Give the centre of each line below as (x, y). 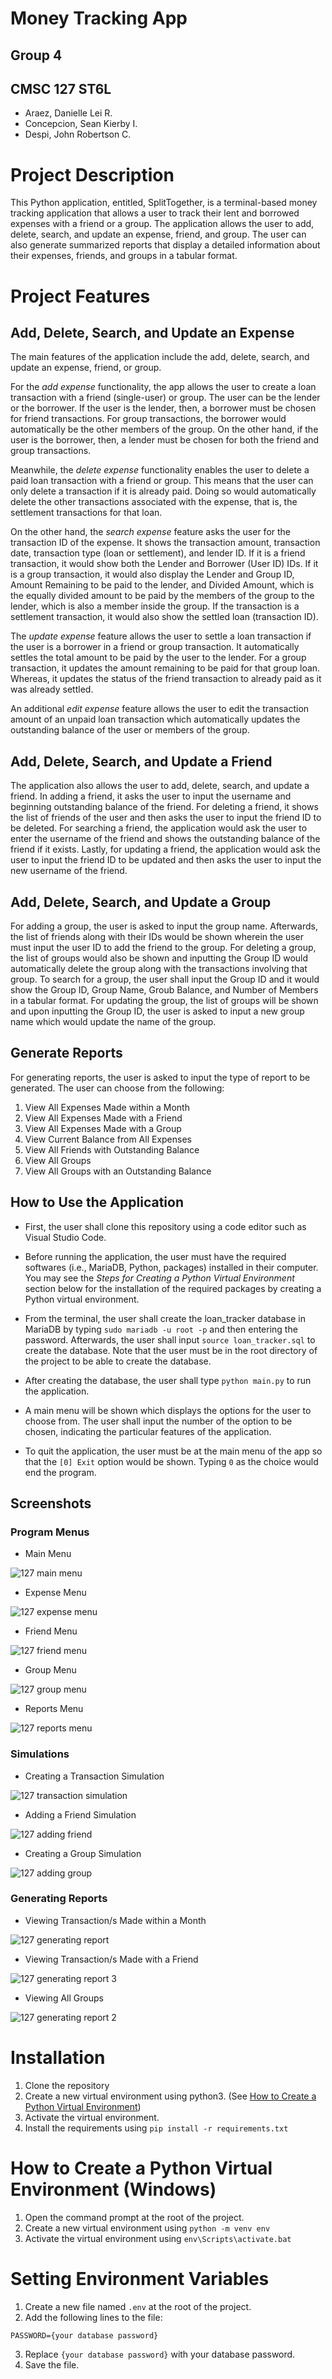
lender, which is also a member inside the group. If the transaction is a (155, 606)
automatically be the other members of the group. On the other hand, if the (164, 429)
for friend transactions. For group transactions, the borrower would (148, 419)
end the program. (60, 1472)
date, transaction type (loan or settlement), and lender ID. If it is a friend (158, 553)
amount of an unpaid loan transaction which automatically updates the (155, 719)
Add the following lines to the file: (93, 2317)
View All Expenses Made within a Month (107, 1107)
